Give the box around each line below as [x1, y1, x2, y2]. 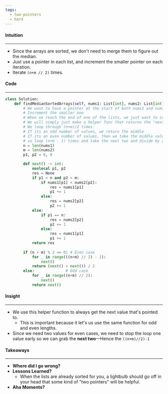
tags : [5, 7, 16, 13]
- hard [9, 17, 23, 22]
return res [31, 241, 55, 246]
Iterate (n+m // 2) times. [12, 69, 63, 75]
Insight [5, 293, 20, 299]
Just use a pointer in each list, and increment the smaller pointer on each [12, 59, 163, 65]
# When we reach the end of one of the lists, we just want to [23, 115, 157, 120]
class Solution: [5, 96, 39, 102]
